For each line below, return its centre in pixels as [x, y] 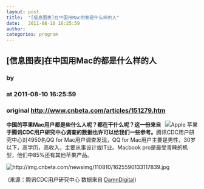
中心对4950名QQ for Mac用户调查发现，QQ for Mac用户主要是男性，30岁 [104, 139]
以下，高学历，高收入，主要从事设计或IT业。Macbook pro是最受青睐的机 [97, 147]
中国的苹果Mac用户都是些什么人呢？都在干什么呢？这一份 [78, 124]
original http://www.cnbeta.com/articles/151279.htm [86, 111]
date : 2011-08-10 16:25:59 [43, 23]
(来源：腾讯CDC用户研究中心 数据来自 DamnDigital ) [72, 179]
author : [16, 29]
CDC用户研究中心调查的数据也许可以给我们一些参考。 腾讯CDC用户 [106, 132]
